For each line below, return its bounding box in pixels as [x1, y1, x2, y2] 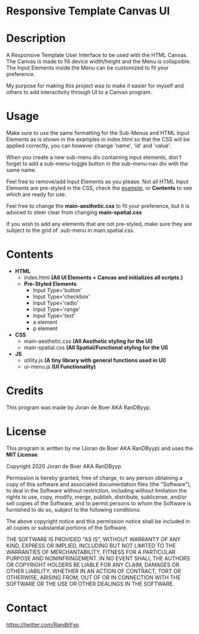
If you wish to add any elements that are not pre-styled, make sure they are [6, 221, 192, 228]
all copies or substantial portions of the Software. [6, 524, 128, 531]
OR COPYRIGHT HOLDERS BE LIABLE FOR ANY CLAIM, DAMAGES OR [6, 561, 180, 568]
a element [32, 319, 58, 325]
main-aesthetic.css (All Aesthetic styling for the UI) [23, 337, 153, 345]
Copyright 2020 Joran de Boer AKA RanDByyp [6, 463, 122, 470]
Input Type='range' [32, 306, 81, 313]
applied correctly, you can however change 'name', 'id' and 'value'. [6, 142, 171, 149]
